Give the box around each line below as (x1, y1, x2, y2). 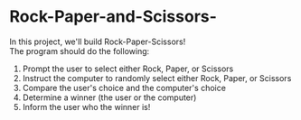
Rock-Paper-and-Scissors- (9, 6, 217, 27)
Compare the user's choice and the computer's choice (22, 82, 226, 93)
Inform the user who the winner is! (22, 101, 151, 112)
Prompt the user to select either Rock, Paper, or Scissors (22, 63, 234, 74)
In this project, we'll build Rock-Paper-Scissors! (9, 36, 186, 47)
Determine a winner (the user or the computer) (22, 92, 197, 103)
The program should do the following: (9, 45, 150, 56)
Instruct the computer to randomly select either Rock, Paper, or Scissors (22, 72, 292, 83)
